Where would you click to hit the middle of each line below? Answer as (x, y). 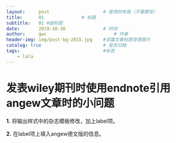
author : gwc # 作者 (67, 34)
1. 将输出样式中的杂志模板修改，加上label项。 (62, 121)
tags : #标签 (61, 51)
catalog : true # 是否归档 (66, 46)
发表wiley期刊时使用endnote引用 (89, 88)
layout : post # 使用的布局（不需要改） (82, 12)
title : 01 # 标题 (51, 17)
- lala (25, 56)
